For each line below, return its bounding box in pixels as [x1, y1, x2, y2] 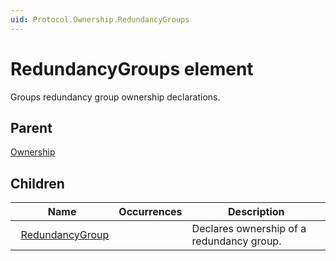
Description [228, 205, 285, 219]
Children [10, 175, 65, 192]
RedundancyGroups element [10, 57, 254, 80]
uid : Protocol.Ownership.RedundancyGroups [10, 14, 190, 25]
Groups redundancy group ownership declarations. [10, 91, 221, 103]
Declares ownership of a [191, 222, 307, 236]
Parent [10, 119, 53, 136]
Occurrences [118, 205, 183, 219]
